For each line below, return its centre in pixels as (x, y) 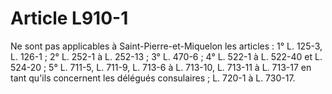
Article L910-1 (69, 18)
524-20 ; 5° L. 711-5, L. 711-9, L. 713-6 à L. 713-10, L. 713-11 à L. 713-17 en (161, 67)
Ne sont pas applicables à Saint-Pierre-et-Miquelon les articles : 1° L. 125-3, (166, 46)
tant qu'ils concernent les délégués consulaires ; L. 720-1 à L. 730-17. (153, 78)
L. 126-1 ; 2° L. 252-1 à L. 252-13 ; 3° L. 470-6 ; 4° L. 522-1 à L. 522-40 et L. (166, 56)
